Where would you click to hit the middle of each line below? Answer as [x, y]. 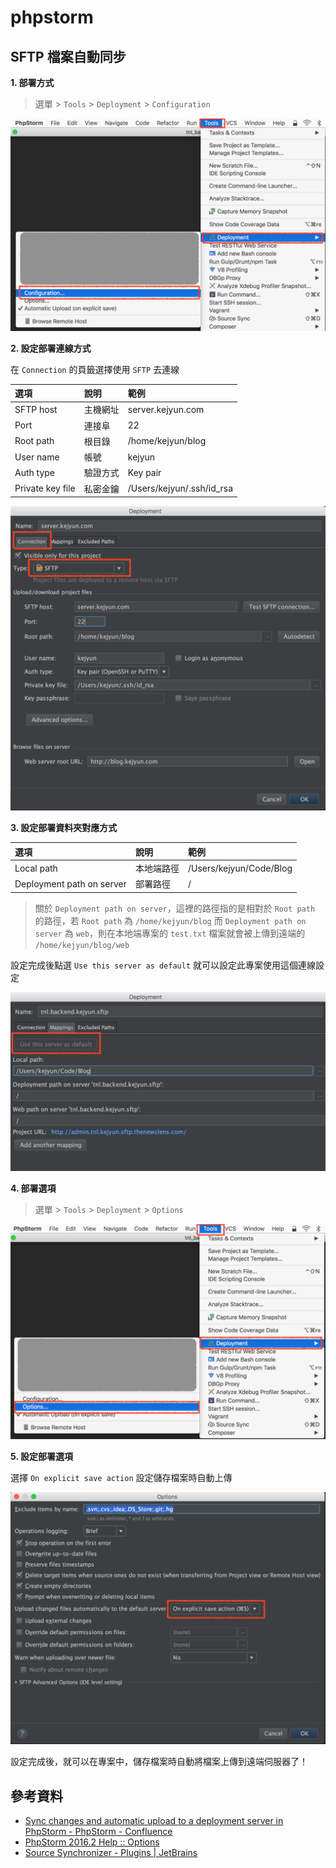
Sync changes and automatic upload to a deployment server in [154, 1821]
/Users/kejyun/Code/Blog [240, 868]
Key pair [144, 472]
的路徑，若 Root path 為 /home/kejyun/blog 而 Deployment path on [170, 920]
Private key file [45, 488]
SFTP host [36, 409]
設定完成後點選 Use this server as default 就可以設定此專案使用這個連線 [163, 965]
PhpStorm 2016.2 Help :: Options [92, 1842]
